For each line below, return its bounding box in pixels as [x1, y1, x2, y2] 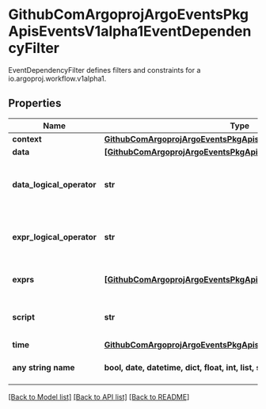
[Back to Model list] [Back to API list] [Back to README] [8, 392, 190, 401]
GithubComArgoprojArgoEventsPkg [8, 6, 249, 24]
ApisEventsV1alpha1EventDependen [8, 22, 252, 40]
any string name [12, 362, 75, 373]
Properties [8, 97, 62, 110]
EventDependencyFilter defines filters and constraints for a [8, 65, 201, 74]
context [12, 133, 42, 144]
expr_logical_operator [12, 231, 97, 242]
